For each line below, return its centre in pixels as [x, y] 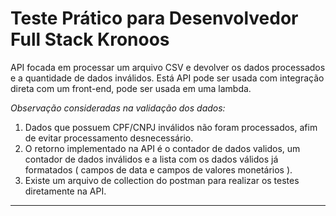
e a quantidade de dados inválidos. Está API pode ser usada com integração [167, 78]
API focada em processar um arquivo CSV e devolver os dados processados [168, 67]
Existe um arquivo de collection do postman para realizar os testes [162, 180]
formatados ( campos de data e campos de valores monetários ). [158, 169]
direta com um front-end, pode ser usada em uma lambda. [131, 88]
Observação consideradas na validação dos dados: [118, 108]
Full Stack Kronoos [90, 39]
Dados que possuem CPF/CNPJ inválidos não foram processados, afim [171, 127]
